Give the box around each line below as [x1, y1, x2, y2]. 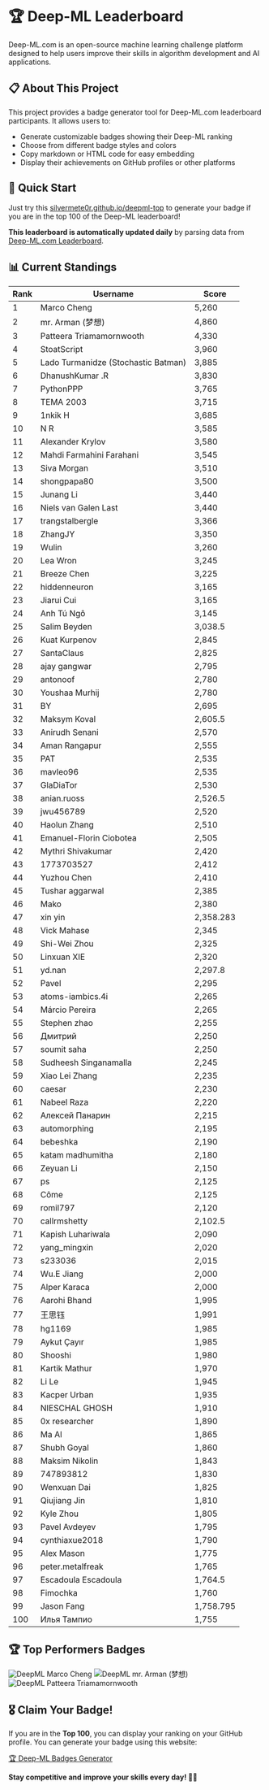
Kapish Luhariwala [40, 1229, 111, 1240]
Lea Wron [40, 555, 77, 567]
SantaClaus [40, 648, 84, 659]
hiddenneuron [40, 581, 94, 593]
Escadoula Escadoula [40, 1575, 122, 1586]
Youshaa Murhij [40, 687, 100, 698]
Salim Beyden [40, 621, 93, 632]
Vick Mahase [40, 925, 90, 936]
